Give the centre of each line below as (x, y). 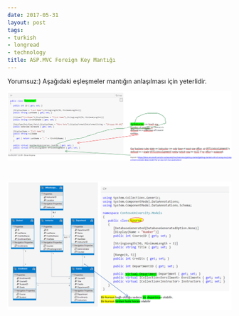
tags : (15, 30)
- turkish (22, 38)
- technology (27, 53)
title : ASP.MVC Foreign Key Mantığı (62, 60)
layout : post (27, 22)
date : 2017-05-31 (33, 15)
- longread (23, 45)
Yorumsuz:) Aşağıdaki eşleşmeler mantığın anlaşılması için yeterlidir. (107, 81)
